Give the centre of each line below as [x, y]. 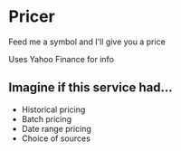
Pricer [32, 17]
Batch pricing [47, 118]
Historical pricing [53, 109]
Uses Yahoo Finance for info [62, 59]
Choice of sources [56, 138]
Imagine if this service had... [90, 88]
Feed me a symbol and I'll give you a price [87, 42]
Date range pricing [57, 128]
